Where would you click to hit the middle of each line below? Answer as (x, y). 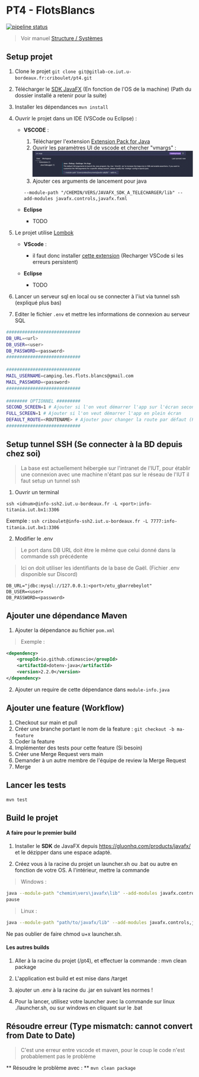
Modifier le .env (34, 538)
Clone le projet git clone (45, 71)
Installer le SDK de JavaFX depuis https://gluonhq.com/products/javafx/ (103, 846)
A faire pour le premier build (41, 833)
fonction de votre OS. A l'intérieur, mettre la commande (82, 871)
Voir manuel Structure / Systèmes (62, 38)
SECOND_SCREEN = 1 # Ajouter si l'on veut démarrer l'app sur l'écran (92, 407)
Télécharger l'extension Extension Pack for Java (91, 141)
